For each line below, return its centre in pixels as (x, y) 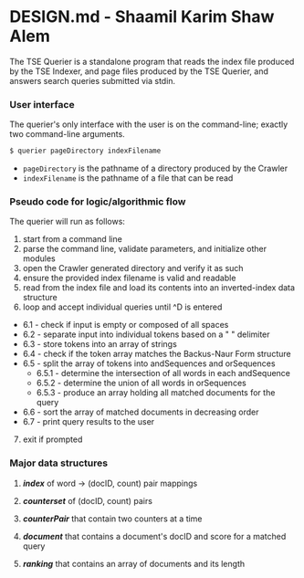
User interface (42, 104)
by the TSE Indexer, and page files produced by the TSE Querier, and (139, 71)
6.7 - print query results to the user (89, 422)
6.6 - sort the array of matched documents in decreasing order (141, 412)
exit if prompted (52, 439)
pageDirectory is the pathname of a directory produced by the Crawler (155, 168)
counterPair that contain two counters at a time (112, 519)
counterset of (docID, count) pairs (88, 500)
